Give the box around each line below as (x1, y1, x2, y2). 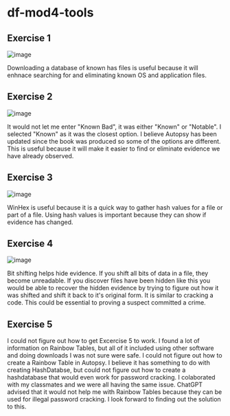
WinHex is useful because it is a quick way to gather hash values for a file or (7, 203, 223, 211)
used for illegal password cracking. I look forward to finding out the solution (7, 395, 221, 404)
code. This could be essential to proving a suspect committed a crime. (7, 298, 206, 307)
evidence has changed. (7, 218, 73, 226)
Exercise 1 (7, 32, 51, 44)
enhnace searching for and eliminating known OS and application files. (7, 71, 207, 79)
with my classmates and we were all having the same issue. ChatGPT (7, 380, 203, 389)
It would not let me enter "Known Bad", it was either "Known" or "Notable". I (7, 122, 222, 131)
